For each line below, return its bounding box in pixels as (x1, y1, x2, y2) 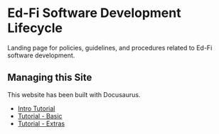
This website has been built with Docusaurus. (7, 90, 141, 99)
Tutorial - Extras (17, 119, 65, 128)
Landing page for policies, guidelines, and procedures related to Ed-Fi (7, 43, 213, 52)
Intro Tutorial (17, 104, 55, 113)
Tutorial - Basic (17, 111, 63, 120)
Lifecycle (7, 20, 63, 36)
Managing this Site (7, 72, 92, 84)
